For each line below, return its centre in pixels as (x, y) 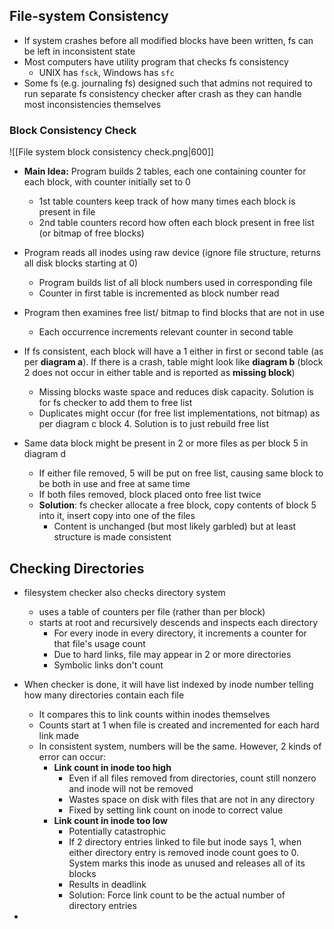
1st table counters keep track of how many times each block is (167, 201)
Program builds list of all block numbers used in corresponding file (175, 283)
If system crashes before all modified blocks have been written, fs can (168, 40)
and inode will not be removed (131, 788)
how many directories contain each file (104, 695)
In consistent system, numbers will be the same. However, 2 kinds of (180, 746)
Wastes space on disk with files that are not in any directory (192, 799)
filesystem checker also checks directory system (124, 592)
